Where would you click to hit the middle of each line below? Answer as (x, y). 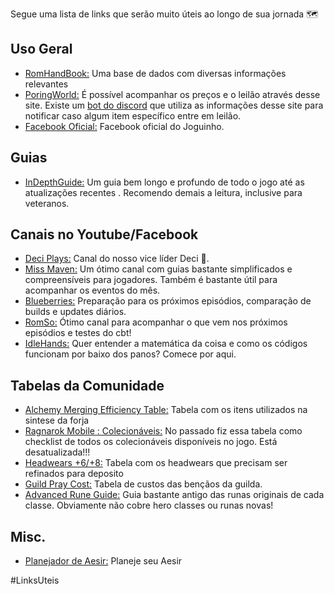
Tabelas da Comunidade (87, 385)
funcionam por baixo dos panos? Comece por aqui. (130, 354)
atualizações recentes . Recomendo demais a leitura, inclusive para (163, 192)
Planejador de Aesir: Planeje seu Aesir (103, 561)
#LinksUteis (35, 580)
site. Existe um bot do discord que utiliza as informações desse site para (174, 105)
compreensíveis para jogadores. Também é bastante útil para (151, 280)
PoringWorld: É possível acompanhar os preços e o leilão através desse (172, 94)
